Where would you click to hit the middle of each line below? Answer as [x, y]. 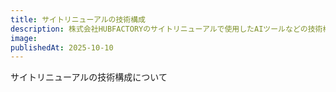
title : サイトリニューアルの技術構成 [78, 19]
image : [24, 38]
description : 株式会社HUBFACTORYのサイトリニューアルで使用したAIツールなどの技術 [166, 29]
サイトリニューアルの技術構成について [89, 77]
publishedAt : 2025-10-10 [62, 47]
